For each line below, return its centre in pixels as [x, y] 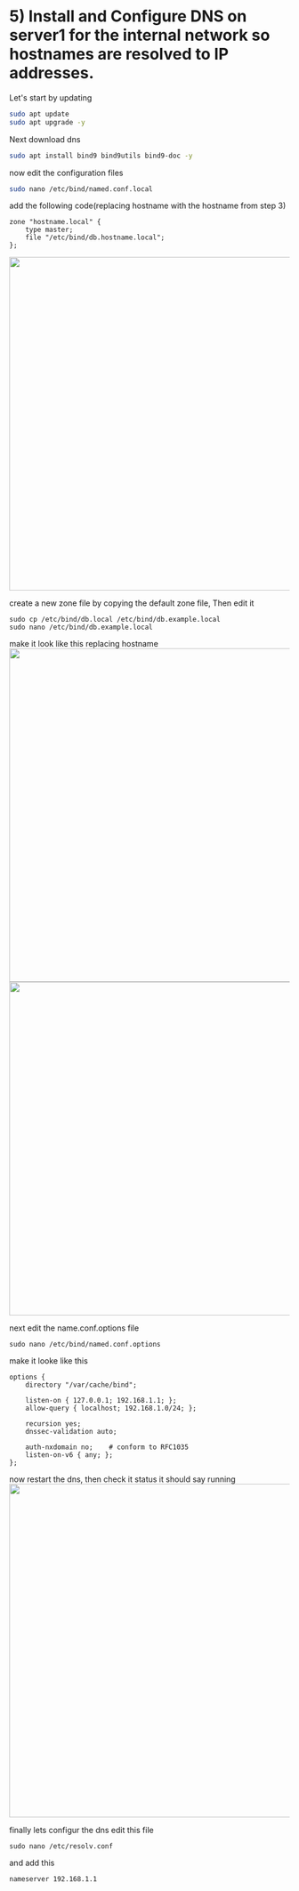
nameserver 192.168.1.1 [53, 1879]
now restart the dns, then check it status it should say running [122, 1479]
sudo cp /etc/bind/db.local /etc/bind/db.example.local [115, 620]
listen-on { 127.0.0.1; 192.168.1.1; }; [101, 1401]
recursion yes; [53, 1424]
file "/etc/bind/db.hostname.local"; [95, 237]
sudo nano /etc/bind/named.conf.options [85, 1345]
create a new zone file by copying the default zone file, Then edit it [132, 603]
